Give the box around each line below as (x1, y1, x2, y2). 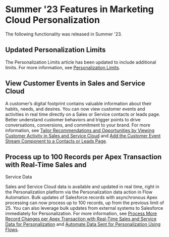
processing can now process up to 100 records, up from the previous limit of (5, 200, 164, 206)
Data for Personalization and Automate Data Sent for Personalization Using (5, 221, 160, 227)
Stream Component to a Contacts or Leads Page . (5, 138, 107, 144)
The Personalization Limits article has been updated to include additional (5, 59, 156, 65)
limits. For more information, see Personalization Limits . (5, 64, 121, 70)
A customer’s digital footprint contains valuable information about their (5, 100, 152, 107)
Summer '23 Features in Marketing (5, 4, 154, 15)
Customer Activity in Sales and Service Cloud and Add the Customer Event (5, 132, 161, 138)
